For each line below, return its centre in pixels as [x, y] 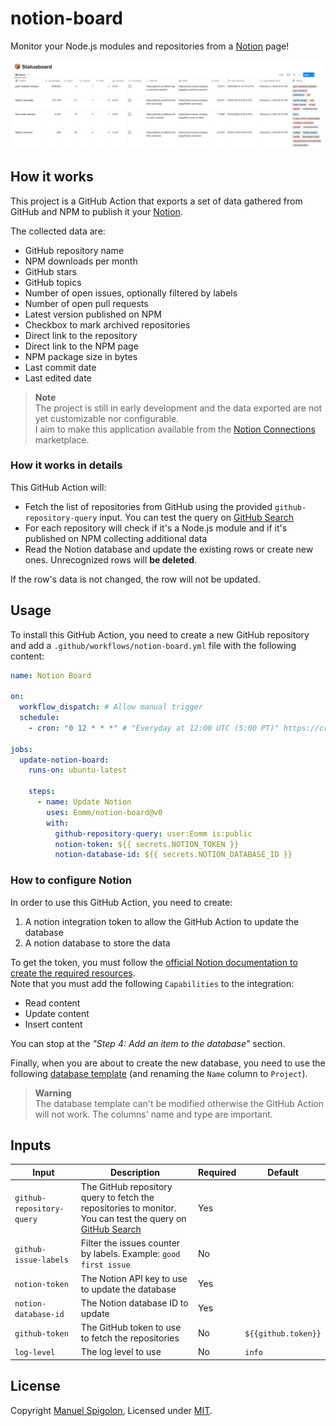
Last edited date [58, 378]
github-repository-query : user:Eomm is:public [153, 833]
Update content [57, 1013]
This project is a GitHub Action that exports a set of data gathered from [156, 201]
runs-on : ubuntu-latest [78, 770]
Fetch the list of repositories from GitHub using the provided [148, 506]
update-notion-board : [64, 760]
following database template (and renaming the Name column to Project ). [159, 1073]
